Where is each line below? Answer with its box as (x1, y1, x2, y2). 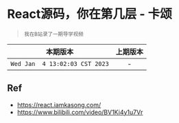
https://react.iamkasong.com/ (16, 100, 102, 109)
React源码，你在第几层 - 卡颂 (7, 6, 173, 22)
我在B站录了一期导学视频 (23, 30, 84, 38)
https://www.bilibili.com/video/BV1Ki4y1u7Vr (16, 108, 143, 116)
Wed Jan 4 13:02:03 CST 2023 (10, 60, 110, 67)
